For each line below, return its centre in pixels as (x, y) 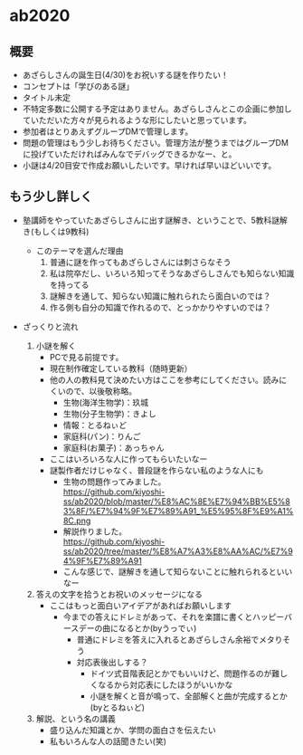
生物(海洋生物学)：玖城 (106, 402)
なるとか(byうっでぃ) (157, 628)
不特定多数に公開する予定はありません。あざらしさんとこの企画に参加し (157, 109)
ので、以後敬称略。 (101, 391)
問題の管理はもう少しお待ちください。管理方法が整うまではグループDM (156, 143)
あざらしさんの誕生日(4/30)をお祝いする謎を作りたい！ (125, 75)
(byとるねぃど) (118, 707)
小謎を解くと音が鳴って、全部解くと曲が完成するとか (189, 696)
